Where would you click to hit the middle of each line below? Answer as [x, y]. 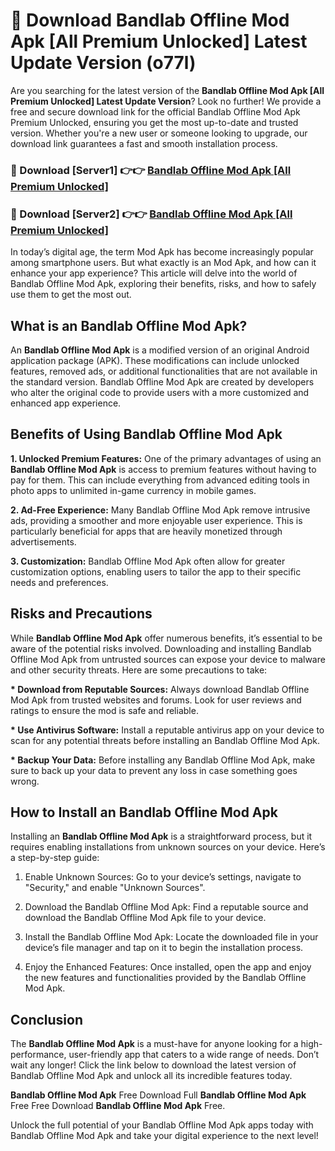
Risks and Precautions [81, 614]
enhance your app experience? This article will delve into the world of [154, 273]
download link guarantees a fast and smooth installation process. [144, 143]
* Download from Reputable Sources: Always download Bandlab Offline [160, 689]
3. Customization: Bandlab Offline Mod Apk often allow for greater [148, 561]
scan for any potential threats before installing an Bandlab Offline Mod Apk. [165, 740]
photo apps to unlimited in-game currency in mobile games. [133, 490]
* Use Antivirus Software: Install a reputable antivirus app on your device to [167, 730]
